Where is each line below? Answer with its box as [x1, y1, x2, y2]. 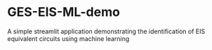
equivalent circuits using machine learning [7, 34, 130, 42]
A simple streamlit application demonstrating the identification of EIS [7, 27, 206, 35]
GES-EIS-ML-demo [7, 4, 121, 20]
